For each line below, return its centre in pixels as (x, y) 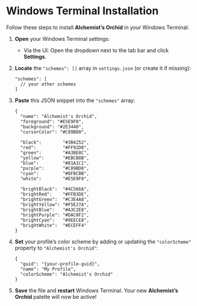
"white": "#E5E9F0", (55, 179)
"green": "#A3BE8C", (55, 152)
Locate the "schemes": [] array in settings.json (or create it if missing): (103, 68)
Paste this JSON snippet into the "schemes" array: (75, 100)
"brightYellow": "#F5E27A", (55, 205)
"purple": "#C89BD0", (55, 168)
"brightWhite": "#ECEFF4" (54, 225)
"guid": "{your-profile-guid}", (60, 264)
